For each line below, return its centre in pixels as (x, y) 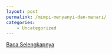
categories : (21, 22)
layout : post (22, 11)
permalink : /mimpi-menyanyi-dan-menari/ (57, 17)
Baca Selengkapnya (30, 45)
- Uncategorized (37, 28)
